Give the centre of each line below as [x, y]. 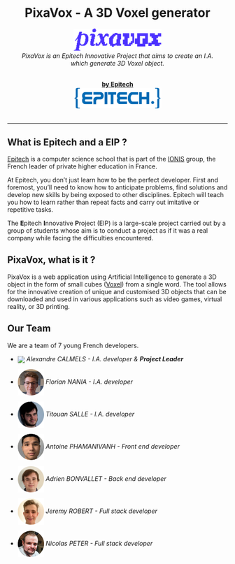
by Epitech [117, 85]
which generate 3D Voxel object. [117, 64]
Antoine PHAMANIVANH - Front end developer [113, 446]
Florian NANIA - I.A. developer [89, 382]
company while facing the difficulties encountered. [80, 238]
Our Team [29, 329]
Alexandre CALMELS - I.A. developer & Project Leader [105, 359]
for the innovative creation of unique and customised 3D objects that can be [117, 291]
